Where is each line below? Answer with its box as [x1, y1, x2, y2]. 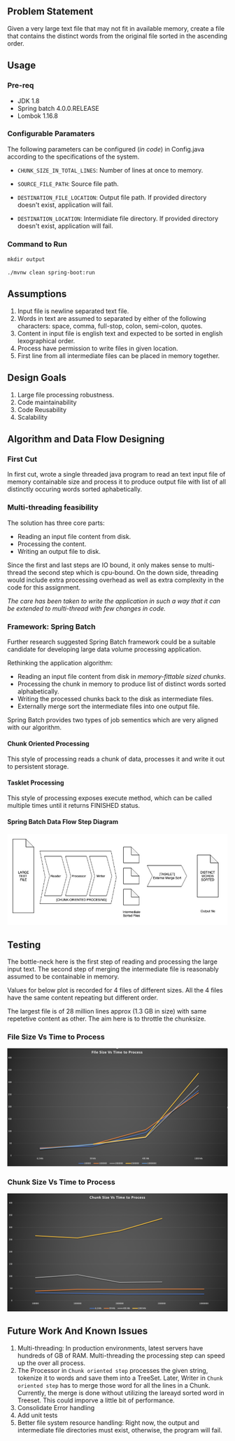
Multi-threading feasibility [7, 503, 99, 512]
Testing [7, 938, 41, 950]
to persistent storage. [7, 762, 69, 771]
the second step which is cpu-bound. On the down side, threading [27, 568, 219, 576]
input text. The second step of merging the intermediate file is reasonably [7, 965, 219, 973]
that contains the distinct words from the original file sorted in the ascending [7, 32, 227, 40]
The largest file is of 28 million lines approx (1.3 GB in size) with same [7, 1007, 207, 1015]
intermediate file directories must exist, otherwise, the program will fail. [17, 1426, 222, 1434]
